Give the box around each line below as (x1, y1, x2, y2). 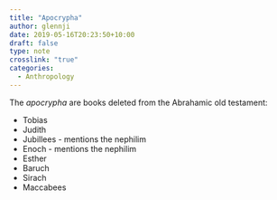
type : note (9, 47, 51, 56)
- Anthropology (17, 72, 75, 81)
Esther (22, 153, 47, 164)
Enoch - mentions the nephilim (22, 143, 137, 154)
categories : (9, 64, 54, 73)
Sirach (22, 172, 47, 183)
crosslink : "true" (9, 55, 78, 64)
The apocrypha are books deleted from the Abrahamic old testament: (9, 97, 268, 108)
